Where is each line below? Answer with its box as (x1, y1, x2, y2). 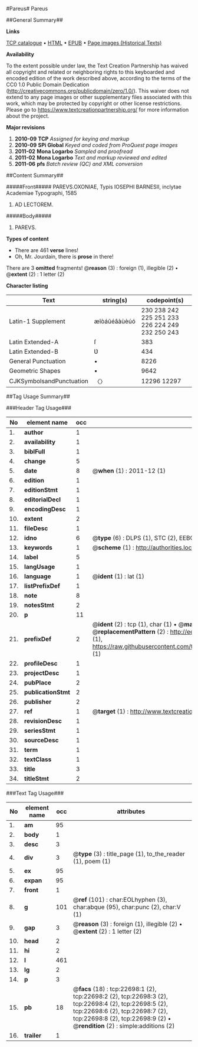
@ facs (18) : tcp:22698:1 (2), (72, 985, 157, 993)
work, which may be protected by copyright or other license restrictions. (6, 100, 181, 107)
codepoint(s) (146, 296, 184, 304)
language (24, 572, 51, 580)
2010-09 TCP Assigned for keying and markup (14, 135, 130, 142)
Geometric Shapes (9, 367, 61, 374)
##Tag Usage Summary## (6, 393, 71, 400)
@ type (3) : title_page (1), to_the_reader (72, 850, 186, 858)
